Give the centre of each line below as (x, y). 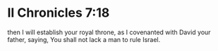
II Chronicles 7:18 (59, 13)
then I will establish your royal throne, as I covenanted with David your (109, 32)
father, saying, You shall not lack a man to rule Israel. (84, 39)
